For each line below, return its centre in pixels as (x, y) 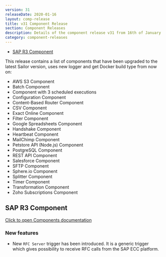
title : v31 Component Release (37, 24)
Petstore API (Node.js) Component (48, 145)
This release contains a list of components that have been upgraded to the (82, 61)
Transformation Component (41, 187)
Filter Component (30, 118)
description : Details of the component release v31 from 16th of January (83, 33)
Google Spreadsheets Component (47, 124)
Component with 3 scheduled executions (54, 92)
